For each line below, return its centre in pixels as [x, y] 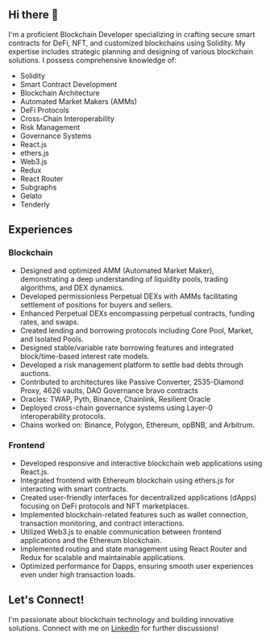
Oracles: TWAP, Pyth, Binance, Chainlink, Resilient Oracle [115, 399]
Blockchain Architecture [60, 93]
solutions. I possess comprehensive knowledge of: [93, 60]
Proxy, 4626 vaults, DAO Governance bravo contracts [109, 390]
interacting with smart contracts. [74, 488]
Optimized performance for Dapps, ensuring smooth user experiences [137, 566]
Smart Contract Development [69, 84]
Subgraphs [38, 187]
